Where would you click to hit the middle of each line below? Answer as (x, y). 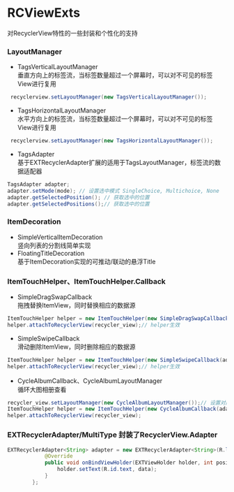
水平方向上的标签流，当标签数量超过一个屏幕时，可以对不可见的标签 (115, 119)
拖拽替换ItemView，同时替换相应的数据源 (76, 305)
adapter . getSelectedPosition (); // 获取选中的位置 (78, 197)
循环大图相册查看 (42, 389)
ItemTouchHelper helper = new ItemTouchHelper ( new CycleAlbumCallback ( (113, 409)
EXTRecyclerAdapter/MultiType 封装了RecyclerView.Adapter (112, 435)
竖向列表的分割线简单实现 (54, 245)
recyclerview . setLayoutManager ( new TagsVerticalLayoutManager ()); (109, 97)
